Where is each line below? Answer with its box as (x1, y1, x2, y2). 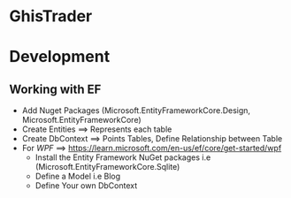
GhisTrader (9, 6, 93, 27)
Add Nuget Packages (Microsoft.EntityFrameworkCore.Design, (21, 105, 250, 116)
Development (9, 47, 111, 67)
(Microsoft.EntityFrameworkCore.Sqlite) (34, 162, 180, 172)
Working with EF (9, 81, 102, 96)
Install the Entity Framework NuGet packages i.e (34, 152, 211, 163)
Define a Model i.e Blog (34, 171, 121, 182)
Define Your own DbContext (34, 180, 138, 191)
